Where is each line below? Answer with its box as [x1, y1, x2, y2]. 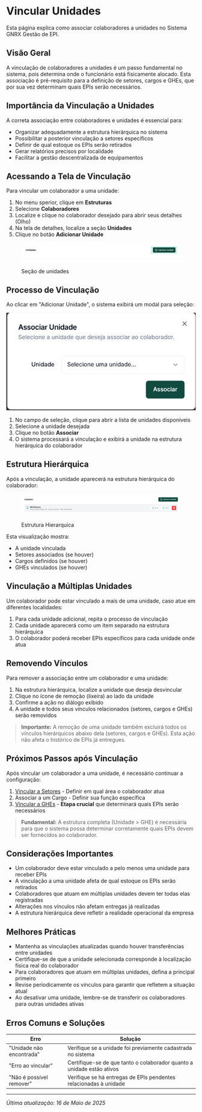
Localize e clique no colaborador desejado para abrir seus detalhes [14, 212, 182, 219]
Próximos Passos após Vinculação [6, 754, 138, 764]
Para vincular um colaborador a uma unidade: [6, 187, 119, 194]
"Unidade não [8, 1044, 43, 1051]
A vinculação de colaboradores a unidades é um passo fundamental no [6, 64, 183, 71]
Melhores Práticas [6, 927, 76, 937]
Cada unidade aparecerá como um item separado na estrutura [14, 621, 170, 629]
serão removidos [14, 712, 57, 719]
